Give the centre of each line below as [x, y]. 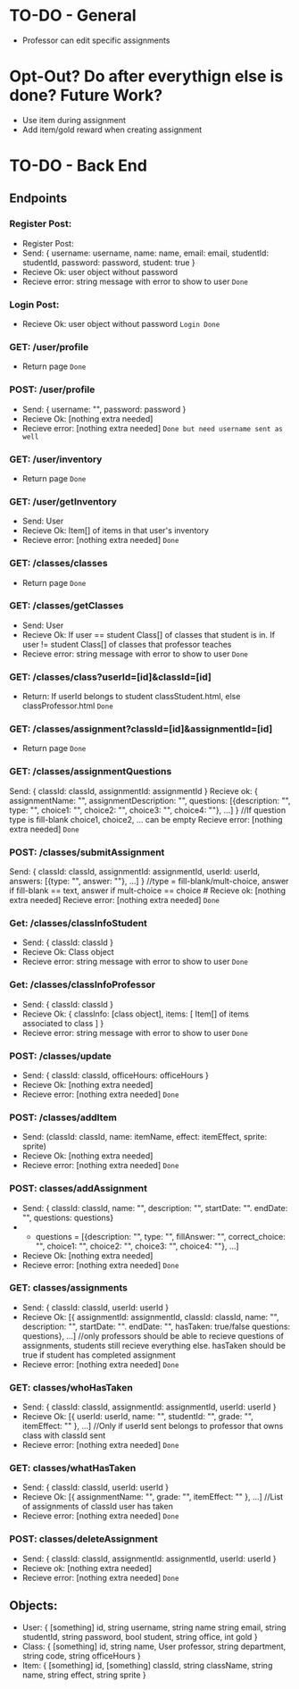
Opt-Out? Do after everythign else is [146, 76]
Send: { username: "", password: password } [104, 409]
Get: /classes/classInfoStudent [78, 923]
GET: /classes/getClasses [66, 606]
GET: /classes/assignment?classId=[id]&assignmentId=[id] [141, 729]
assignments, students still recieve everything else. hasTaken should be [154, 1345]
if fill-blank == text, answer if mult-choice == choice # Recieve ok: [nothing [148, 890]
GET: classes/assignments [68, 1288]
